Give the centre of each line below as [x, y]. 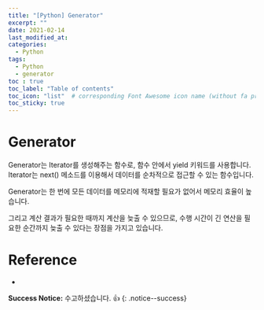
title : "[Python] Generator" [56, 15]
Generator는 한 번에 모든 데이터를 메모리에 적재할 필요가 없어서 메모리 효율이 [126, 192]
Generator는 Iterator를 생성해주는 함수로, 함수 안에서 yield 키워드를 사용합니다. [130, 165]
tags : [17, 60]
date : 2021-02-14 [37, 30]
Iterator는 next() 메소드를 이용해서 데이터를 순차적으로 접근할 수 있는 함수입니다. [131, 175]
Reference [42, 260]
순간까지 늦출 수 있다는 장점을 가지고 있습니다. [93, 228]
